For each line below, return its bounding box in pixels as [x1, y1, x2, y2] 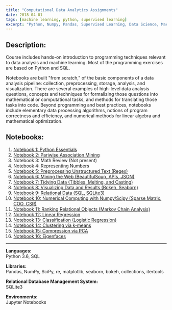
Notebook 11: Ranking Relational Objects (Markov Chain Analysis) [13, 206, 151, 212]
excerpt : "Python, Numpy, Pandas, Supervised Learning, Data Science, [6, 21, 159, 27]
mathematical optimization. [6, 118, 63, 124]
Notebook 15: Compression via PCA [13, 227, 88, 234]
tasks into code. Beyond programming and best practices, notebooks [6, 102, 151, 108]
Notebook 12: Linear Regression [13, 211, 81, 217]
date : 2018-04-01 [6, 12, 43, 17]
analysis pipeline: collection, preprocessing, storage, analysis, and [6, 80, 145, 87]
